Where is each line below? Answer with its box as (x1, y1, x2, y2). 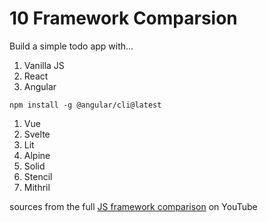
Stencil (23, 170, 53, 182)
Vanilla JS (23, 59, 65, 71)
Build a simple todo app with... (9, 40, 134, 52)
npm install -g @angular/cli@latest (9, 100, 162, 110)
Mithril (23, 181, 51, 193)
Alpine (23, 149, 51, 161)
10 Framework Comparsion (9, 7, 238, 30)
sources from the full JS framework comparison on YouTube (9, 200, 258, 212)
